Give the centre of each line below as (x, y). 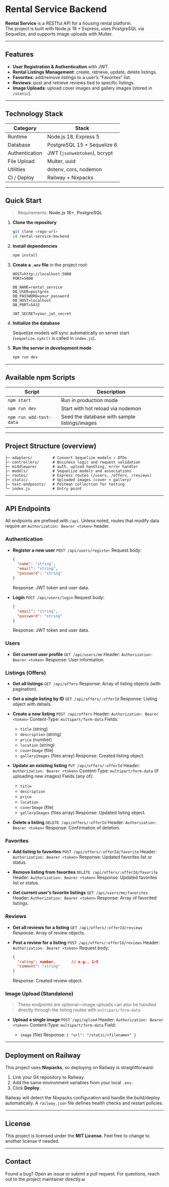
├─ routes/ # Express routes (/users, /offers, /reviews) (78, 475)
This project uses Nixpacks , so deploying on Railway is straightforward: (80, 1068)
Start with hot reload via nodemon (101, 408)
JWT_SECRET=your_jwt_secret (42, 314)
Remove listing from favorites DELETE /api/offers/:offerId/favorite (85, 872)
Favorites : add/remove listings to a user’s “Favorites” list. (72, 77)
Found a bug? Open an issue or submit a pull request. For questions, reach (82, 1173)
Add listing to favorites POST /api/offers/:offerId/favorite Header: (84, 852)
